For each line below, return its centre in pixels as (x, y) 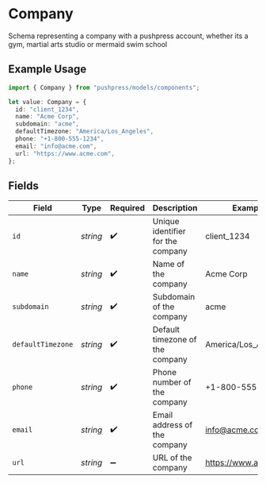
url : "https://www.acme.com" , (65, 153)
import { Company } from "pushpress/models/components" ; (104, 87)
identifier (169, 231)
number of (172, 382)
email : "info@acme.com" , (56, 146)
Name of (168, 265)
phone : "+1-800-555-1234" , (60, 139)
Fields (24, 185)
